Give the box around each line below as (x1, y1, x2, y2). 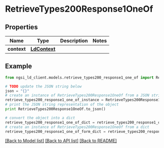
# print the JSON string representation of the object (5, 102, 119, 107)
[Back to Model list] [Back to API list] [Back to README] (5, 138, 117, 144)
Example (5, 62, 32, 70)
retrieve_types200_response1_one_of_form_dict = (5, 129, 106, 134)
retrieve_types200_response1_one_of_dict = (5, 120, 95, 125)
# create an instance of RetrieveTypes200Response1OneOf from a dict (5, 125, 150, 129)
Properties (5, 23, 38, 31)
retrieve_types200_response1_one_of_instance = (5, 98, 104, 103)
